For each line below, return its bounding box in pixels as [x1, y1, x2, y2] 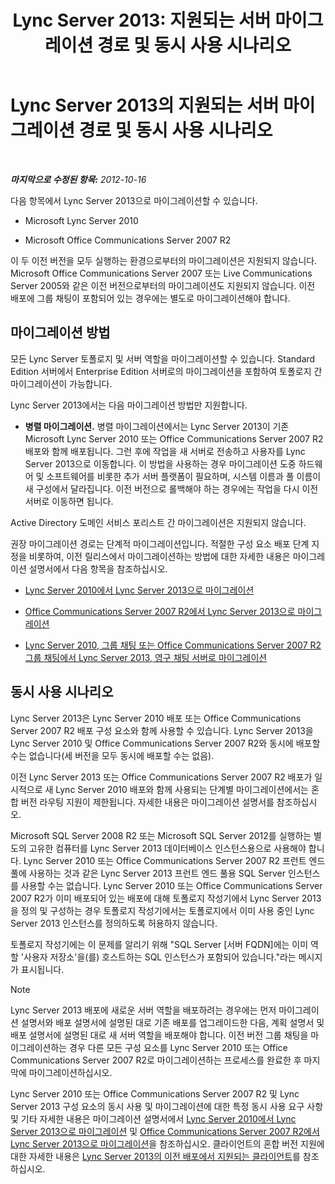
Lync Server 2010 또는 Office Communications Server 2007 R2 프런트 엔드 [23, 854, 326, 866]
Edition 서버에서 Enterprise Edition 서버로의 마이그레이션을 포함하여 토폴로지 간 [10, 365, 323, 377]
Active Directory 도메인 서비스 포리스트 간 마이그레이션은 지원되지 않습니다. [10, 516, 307, 528]
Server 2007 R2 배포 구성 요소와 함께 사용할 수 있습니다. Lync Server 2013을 [10, 724, 314, 736]
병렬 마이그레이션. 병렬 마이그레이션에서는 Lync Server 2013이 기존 [24, 420, 290, 432]
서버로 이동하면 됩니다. [24, 495, 114, 507]
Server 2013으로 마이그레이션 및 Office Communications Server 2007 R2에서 [10, 1125, 320, 1137]
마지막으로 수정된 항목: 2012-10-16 [10, 173, 147, 185]
